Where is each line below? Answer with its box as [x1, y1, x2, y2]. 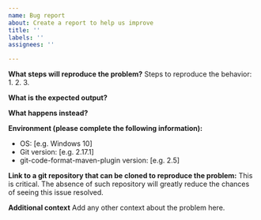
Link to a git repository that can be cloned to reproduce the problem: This [8, 171, 253, 181]
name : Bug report [8, 11, 66, 20]
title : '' [8, 26, 41, 34]
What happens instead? [8, 108, 89, 118]
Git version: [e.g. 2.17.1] [19, 147, 95, 157]
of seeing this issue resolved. [8, 188, 104, 197]
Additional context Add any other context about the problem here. [8, 203, 225, 213]
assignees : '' [8, 41, 55, 49]
